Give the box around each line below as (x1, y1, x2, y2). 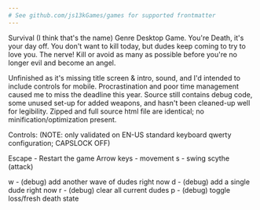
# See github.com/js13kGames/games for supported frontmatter (8, 11, 216, 20)
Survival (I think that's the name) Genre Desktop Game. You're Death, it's (8, 33, 244, 42)
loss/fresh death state (8, 194, 79, 203)
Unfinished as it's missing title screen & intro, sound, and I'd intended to (8, 73, 241, 82)
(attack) (8, 161, 34, 171)
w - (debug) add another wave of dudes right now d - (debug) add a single (8, 177, 250, 186)
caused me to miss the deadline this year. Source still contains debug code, (8, 89, 253, 99)
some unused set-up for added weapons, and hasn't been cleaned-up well (8, 98, 251, 107)
